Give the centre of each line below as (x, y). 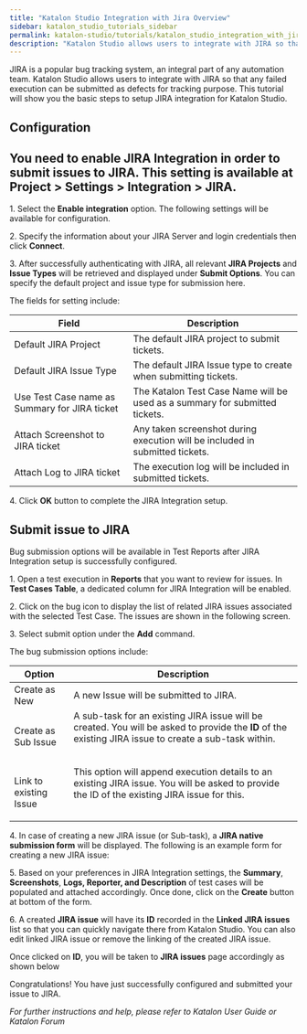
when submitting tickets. (185, 377)
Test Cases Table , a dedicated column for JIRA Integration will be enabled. (151, 589)
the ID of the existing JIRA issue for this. (159, 794)
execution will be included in (194, 441)
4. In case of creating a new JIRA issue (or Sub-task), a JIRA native (137, 836)
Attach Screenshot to (59, 435)
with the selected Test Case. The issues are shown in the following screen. (150, 616)
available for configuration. (60, 219)
